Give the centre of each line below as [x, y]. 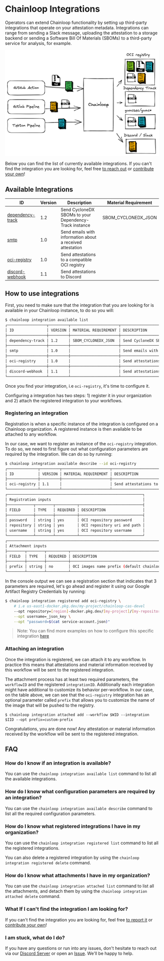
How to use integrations [42, 293]
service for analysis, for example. [39, 43]
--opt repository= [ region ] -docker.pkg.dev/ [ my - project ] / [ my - [77, 611]
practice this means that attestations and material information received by [79, 665]
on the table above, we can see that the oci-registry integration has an [77, 695]
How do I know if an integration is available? [58, 763]
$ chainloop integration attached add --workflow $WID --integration [77, 715]
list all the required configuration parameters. [51, 814]
